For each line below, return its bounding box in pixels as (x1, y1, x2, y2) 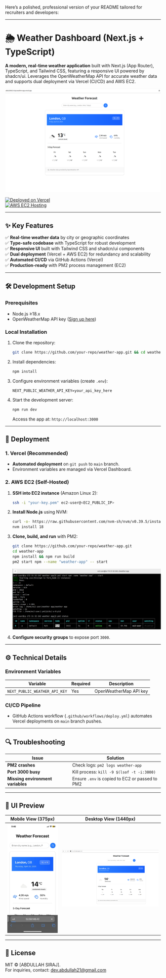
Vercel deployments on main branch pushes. (12, 718, 103, 724)
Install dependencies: (12, 359, 56, 364)
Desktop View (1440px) (85, 816, 136, 822)
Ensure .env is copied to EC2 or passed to (72, 776, 158, 782)
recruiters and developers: (5, 9, 59, 15)
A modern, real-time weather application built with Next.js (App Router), (5, 62, 154, 68)
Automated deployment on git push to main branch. (12, 461, 120, 467)
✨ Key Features (5, 221, 53, 230)
